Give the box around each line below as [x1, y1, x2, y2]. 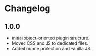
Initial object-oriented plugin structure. [11, 35, 90, 41]
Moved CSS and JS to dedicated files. [11, 40, 89, 46]
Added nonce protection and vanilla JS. [11, 46, 92, 51]
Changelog [4, 3, 50, 14]
